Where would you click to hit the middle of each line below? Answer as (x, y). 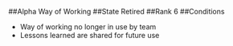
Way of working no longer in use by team (88, 27)
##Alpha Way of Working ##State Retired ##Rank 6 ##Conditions (117, 11)
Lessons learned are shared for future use (90, 35)
